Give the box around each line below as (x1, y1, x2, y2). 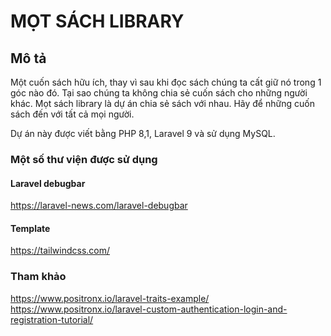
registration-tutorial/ (10, 313, 94, 325)
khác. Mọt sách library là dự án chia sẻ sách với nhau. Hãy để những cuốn (10, 98, 315, 109)
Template (10, 222, 51, 234)
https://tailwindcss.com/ (10, 245, 111, 257)
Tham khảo (10, 270, 67, 284)
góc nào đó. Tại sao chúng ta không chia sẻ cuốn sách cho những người (10, 87, 308, 99)
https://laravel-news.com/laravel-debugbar (10, 200, 188, 212)
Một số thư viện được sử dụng (10, 152, 158, 166)
